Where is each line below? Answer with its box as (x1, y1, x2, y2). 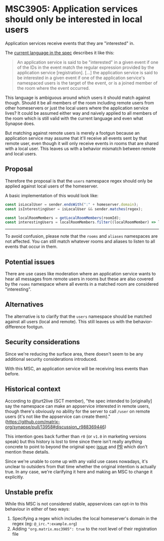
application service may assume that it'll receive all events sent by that (5, 135, 147, 141)
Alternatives (5, 300, 44, 309)
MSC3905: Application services (5, 3, 138, 15)
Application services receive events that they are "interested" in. (5, 40, 135, 46)
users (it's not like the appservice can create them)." (5, 414, 111, 419)
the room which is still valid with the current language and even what (5, 115, 143, 121)
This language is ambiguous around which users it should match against (5, 94, 150, 101)
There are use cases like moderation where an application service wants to (5, 271, 156, 277)
